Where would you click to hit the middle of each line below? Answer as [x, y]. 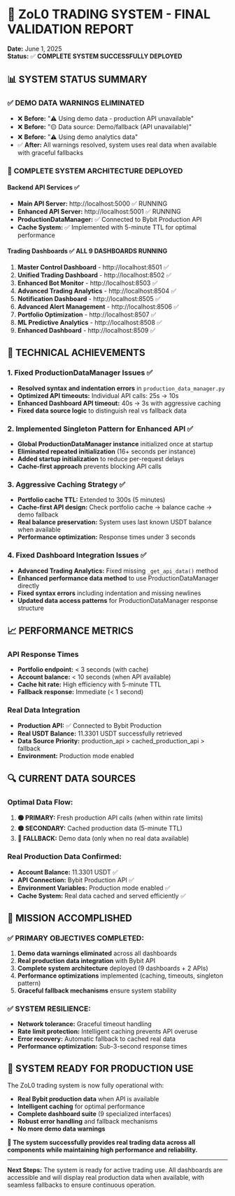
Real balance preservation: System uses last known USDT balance [114, 522]
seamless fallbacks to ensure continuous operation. [81, 1185]
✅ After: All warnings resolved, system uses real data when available [117, 145]
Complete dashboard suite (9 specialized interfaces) [94, 1114]
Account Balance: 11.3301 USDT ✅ [67, 872]
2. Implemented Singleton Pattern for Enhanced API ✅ [100, 429]
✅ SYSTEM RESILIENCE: [49, 1009]
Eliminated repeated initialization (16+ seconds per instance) [106, 451]
